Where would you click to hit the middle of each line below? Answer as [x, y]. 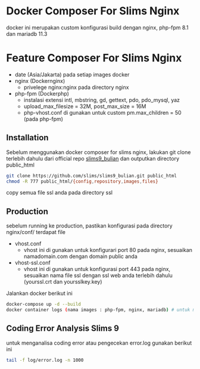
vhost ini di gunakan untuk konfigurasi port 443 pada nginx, [97, 269]
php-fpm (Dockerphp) [42, 93]
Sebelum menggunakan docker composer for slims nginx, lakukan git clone [99, 152]
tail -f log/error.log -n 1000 [45, 360]
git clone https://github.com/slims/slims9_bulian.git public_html [92, 176]
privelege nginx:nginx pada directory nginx [76, 87]
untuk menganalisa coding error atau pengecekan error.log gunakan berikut [99, 343]
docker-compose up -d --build [44, 305]
